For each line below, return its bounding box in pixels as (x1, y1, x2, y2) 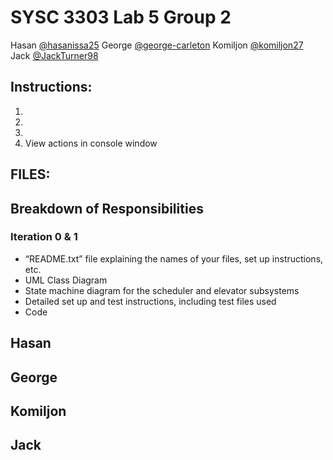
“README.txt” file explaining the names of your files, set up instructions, (24, 252, 324, 265)
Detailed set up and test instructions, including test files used (24, 295, 277, 307)
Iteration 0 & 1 (10, 230, 78, 244)
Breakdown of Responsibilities (10, 200, 204, 217)
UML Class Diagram (24, 274, 108, 286)
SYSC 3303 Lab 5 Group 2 (10, 6, 232, 29)
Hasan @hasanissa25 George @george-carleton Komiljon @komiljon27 (10, 39, 304, 51)
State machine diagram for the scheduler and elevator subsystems (24, 284, 300, 296)
